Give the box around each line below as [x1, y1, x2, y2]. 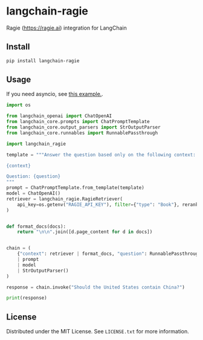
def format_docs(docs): [6, 223, 66, 229]
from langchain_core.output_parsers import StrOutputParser [6, 124, 161, 130]
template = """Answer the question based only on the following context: [6, 152, 196, 158]
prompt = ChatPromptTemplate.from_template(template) [6, 185, 145, 191]
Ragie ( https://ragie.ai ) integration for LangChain [6, 24, 127, 31]
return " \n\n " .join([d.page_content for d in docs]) [17, 229, 153, 235]
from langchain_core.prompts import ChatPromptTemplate [6, 119, 150, 125]
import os [6, 102, 31, 108]
